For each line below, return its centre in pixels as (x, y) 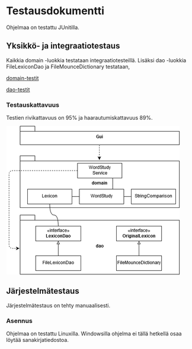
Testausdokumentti (55, 11)
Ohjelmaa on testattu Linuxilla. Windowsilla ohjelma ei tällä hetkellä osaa (94, 334)
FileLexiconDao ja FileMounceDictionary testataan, (68, 66)
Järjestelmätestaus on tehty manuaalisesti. (58, 305)
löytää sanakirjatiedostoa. (38, 340)
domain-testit (23, 78)
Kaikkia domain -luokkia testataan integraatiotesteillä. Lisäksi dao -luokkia (96, 60)
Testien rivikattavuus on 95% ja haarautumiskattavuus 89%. (79, 118)
